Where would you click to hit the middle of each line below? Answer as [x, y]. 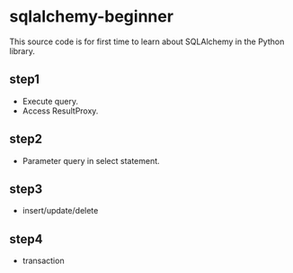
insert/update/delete [60, 211]
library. [22, 50]
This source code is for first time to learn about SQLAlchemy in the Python [147, 41]
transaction [43, 261]
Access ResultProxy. [60, 111]
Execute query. [50, 101]
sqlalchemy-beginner [91, 17]
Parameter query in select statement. [91, 160]
